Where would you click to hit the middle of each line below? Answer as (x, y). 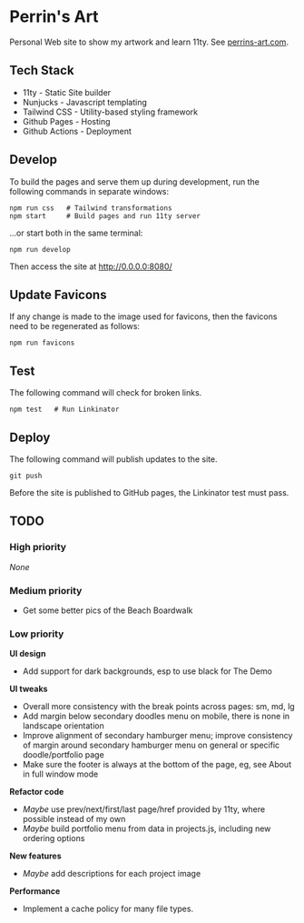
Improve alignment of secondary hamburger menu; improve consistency (157, 736)
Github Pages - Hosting (66, 121)
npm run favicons (42, 343)
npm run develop (40, 249)
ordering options (54, 838)
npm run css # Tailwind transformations (91, 208)
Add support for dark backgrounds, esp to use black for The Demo (147, 671)
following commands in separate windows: (89, 191)
